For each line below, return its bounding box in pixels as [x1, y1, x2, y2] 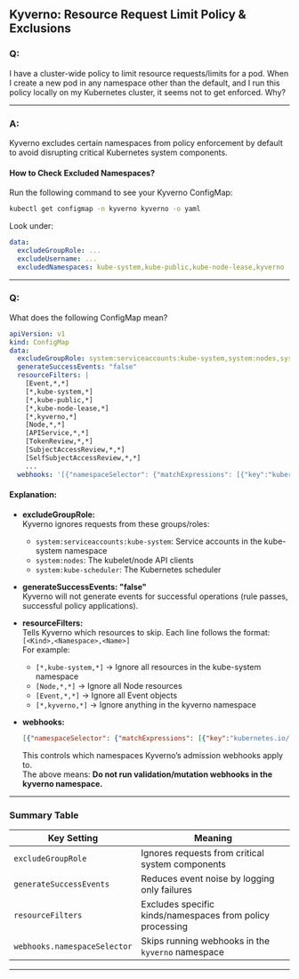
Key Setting [47, 831, 99, 844]
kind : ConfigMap [9, 337, 69, 346]
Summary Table [9, 809, 79, 821]
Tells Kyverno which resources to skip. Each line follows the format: [21, 627, 271, 637]
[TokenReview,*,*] [25, 437, 93, 446]
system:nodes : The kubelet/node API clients [35, 554, 194, 565]
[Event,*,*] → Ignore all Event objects [35, 690, 178, 700]
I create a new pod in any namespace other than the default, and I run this [9, 77, 280, 88]
